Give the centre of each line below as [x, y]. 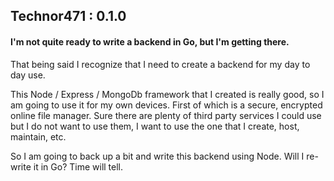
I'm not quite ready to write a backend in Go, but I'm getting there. [150, 41]
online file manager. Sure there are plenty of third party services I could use [166, 115]
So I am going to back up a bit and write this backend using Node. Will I [157, 156]
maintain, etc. [38, 136]
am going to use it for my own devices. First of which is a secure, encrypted [166, 105]
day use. [28, 75]
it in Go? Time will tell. [78, 166]
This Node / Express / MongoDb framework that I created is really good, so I [167, 94]
